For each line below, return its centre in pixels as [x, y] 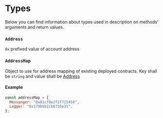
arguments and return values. [35, 27]
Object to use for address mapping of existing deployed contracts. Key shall [81, 71]
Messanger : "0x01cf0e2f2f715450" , [44, 102]
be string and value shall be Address [43, 76]
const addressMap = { [27, 98]
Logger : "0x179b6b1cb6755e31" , [41, 107]
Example [14, 87]
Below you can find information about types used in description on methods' [82, 22]
